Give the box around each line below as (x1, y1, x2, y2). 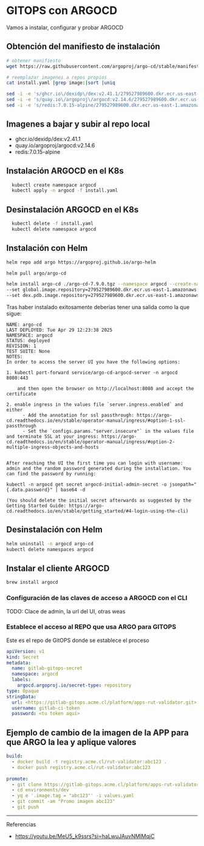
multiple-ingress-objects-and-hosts (6, 444, 99, 450)
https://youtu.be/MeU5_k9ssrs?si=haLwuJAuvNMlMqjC (15, 832, 155, 840)
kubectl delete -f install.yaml (12, 220, 94, 227)
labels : (12, 677, 32, 683)
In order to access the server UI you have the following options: (6, 359, 181, 365)
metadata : (6, 660, 32, 666)
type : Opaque (6, 688, 39, 694)
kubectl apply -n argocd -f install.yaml (12, 187, 118, 194)
